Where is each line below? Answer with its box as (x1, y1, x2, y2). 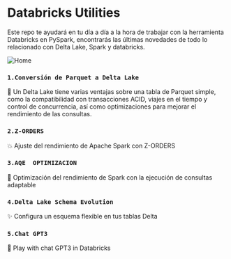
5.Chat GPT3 (7, 230, 48, 238)
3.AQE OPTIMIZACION (7, 159, 77, 167)
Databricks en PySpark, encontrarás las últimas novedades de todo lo (7, 35, 208, 43)
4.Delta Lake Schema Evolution (7, 198, 114, 206)
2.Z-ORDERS (7, 127, 44, 135)
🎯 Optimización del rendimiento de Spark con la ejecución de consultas (7, 173, 213, 182)
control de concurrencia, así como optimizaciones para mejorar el (7, 102, 197, 111)
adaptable (7, 180, 36, 189)
